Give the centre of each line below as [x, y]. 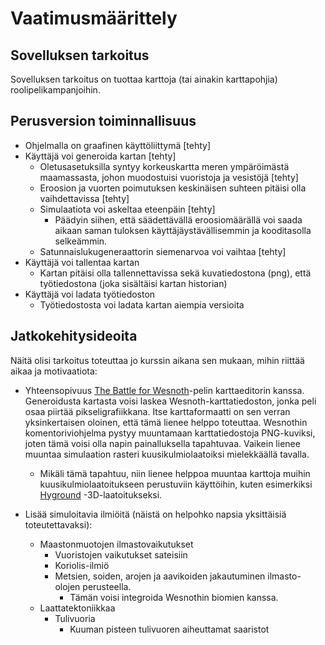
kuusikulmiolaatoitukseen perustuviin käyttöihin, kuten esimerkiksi [176, 484]
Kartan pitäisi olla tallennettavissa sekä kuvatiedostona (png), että [175, 273]
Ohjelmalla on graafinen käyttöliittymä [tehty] [118, 145]
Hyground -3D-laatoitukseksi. [101, 494]
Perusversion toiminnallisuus [103, 121]
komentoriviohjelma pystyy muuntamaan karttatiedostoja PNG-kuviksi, [170, 433]
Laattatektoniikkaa [77, 608]
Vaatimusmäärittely [94, 18]
